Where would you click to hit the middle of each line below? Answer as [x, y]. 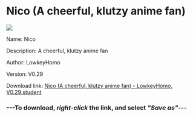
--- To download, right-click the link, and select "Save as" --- [97, 108]
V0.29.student [24, 92]
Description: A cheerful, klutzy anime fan [57, 51]
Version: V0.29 [25, 74]
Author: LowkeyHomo [33, 62]
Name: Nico [21, 39]
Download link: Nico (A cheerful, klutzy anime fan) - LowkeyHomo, [89, 85]
